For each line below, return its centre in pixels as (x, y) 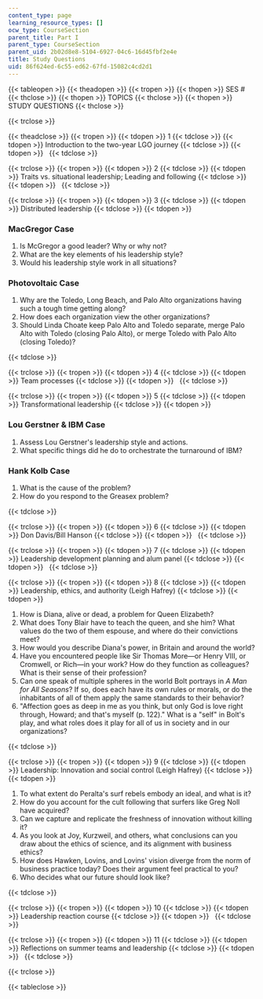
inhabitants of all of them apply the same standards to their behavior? (132, 698)
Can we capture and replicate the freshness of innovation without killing (136, 818)
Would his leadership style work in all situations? (98, 263)
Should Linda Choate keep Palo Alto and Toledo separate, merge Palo (132, 325)
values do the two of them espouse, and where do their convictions (128, 631)
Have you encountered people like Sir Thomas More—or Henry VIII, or (133, 656)
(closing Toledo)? (47, 342)
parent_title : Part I (44, 37)
